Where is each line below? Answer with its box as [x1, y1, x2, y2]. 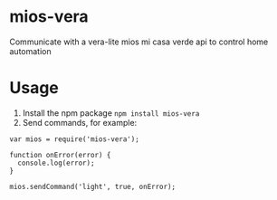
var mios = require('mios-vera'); [9, 134, 140, 144]
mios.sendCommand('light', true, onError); [9, 182, 177, 191]
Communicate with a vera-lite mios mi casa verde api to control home [9, 36, 269, 47]
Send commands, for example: [22, 117, 138, 128]
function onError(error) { [9, 150, 111, 159]
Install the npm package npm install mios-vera [22, 107, 200, 119]
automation [9, 45, 52, 56]
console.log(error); [17, 158, 95, 167]
